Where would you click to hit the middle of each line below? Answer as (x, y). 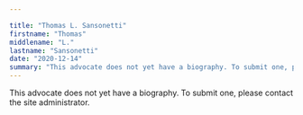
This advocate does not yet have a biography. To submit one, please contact (151, 93)
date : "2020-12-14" (46, 59)
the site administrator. (50, 102)
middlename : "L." (42, 42)
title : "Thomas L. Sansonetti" (68, 25)
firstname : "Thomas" (48, 34)
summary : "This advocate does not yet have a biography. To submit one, (149, 67)
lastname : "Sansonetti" (54, 50)
